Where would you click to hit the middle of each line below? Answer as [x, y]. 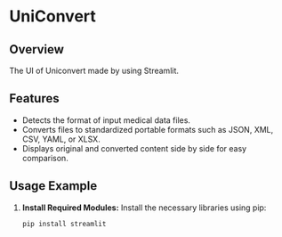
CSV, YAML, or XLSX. [61, 139]
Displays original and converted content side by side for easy [134, 148]
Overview [37, 49]
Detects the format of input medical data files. [106, 120]
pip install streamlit [64, 224]
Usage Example [53, 186]
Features [34, 98]
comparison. [45, 158]
